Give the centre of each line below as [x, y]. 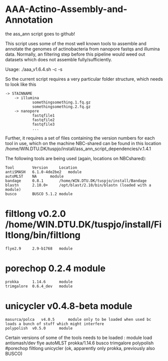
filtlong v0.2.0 [36, 214]
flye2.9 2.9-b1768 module [39, 249]
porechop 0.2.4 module [55, 268]
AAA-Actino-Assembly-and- [66, 9]
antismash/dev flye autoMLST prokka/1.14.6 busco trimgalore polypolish [79, 343]
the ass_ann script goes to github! [40, 34]
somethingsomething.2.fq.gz [61, 106]
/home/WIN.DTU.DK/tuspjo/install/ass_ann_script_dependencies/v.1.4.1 [78, 149]
